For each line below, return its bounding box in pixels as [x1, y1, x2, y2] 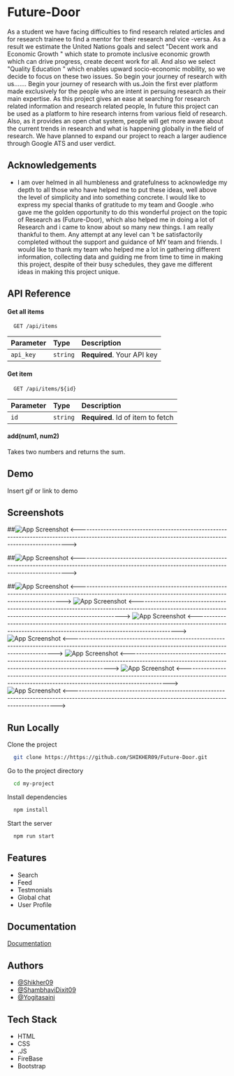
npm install [13, 806, 49, 813]
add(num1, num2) [7, 432, 59, 440]
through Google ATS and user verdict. [7, 139, 117, 147]
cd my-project [13, 780, 54, 787]
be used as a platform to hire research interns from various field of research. [7, 109, 228, 118]
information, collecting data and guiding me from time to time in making [17, 252, 224, 261]
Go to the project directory [7, 767, 84, 775]
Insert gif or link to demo [7, 486, 78, 495]
